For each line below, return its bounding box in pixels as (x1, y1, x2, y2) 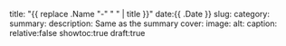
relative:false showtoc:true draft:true (9, 28, 146, 38)
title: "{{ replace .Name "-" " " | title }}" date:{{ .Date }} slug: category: (9, 9, 270, 19)
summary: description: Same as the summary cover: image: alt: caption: (9, 18, 278, 29)
